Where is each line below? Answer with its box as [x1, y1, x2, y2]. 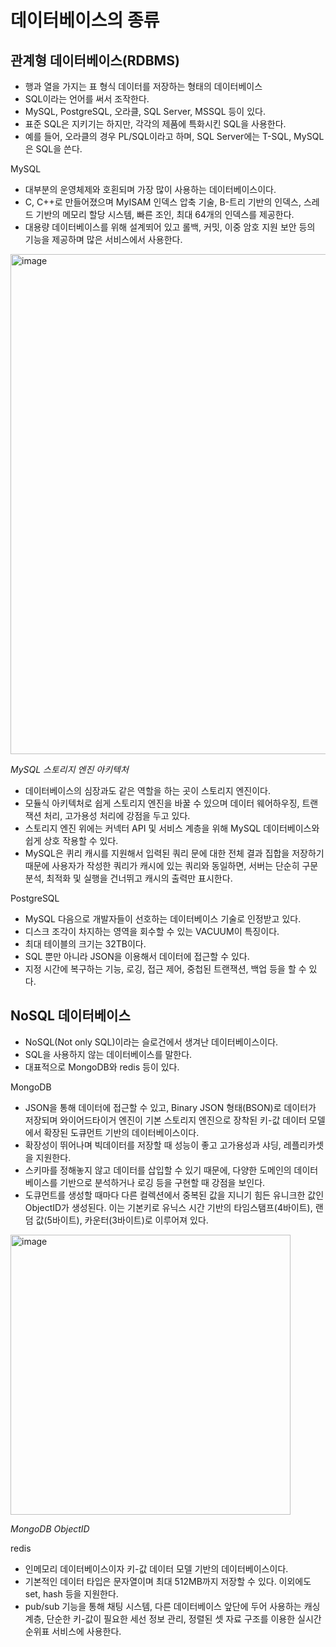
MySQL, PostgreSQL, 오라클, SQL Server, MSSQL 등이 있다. [24, 106, 266, 117]
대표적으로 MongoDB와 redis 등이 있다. [24, 1061, 180, 1073]
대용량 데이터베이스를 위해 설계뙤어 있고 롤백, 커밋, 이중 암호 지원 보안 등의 [24, 221, 316, 233]
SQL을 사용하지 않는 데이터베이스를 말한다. [24, 1048, 193, 1060]
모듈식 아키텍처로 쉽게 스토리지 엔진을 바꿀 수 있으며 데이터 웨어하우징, [24, 797, 300, 809]
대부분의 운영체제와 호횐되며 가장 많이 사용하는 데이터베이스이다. [24, 184, 277, 195]
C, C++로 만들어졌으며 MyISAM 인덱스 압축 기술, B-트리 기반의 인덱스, [24, 196, 302, 208]
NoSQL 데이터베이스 [10, 1007, 131, 1025]
